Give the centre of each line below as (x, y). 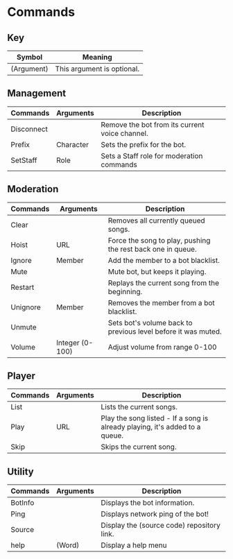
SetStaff (24, 160)
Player (21, 376)
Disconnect (29, 129)
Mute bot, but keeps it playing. (157, 271)
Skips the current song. (139, 447)
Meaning (97, 57)
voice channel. (124, 133)
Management (37, 93)
